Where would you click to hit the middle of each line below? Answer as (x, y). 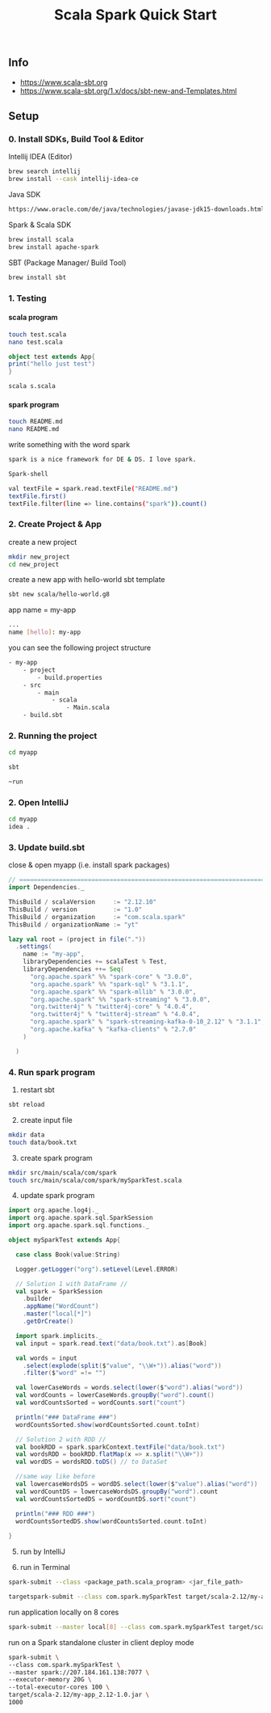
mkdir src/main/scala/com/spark (63, 1173)
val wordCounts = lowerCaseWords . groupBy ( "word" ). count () (115, 1395)
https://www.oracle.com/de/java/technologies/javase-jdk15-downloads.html (137, 209)
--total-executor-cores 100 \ (59, 1687)
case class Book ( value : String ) (68, 1255)
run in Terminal (45, 1567)
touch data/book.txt (43, 1142)
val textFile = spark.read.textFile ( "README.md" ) (94, 488)
